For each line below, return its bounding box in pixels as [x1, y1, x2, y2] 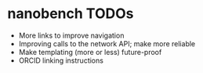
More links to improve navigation [18, 31, 125, 40]
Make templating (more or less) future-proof [18, 47, 162, 57]
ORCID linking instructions [18, 56, 103, 65]
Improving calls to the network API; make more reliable [18, 38, 196, 48]
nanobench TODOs [7, 5, 134, 23]
